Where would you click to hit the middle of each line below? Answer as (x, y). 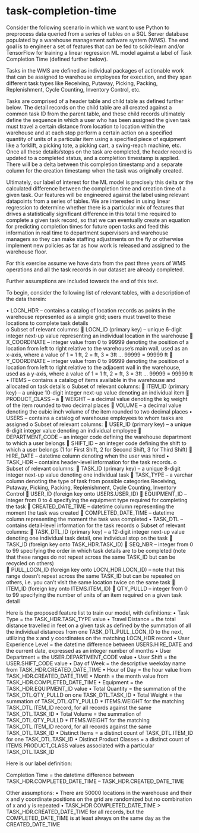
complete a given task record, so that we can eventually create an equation (98, 220)
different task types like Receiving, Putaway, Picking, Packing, (82, 83)
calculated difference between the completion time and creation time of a (96, 188)
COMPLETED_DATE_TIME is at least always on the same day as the (88, 818)
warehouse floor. (27, 252)
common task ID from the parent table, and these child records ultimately (96, 114)
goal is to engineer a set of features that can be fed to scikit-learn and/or (95, 46)
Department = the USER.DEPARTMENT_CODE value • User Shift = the (91, 657)
